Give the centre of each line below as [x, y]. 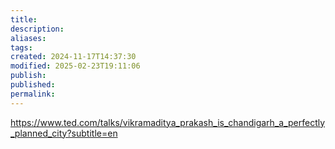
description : [37, 29]
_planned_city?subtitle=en [64, 133]
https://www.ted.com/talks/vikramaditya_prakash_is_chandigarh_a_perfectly [168, 122]
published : [33, 85]
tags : [21, 47]
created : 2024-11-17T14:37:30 [73, 57]
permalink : [33, 94]
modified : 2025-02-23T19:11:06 [75, 66]
